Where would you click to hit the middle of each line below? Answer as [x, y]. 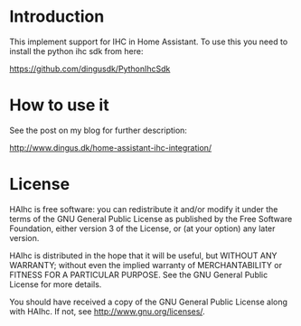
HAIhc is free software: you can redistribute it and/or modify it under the [144, 209]
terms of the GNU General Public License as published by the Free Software [151, 219]
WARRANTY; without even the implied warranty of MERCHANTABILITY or [146, 265]
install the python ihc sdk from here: [76, 51]
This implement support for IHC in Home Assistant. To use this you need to [149, 42]
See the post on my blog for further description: [99, 130]
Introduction [57, 17]
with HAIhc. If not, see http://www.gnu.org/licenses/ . [107, 311]
